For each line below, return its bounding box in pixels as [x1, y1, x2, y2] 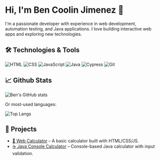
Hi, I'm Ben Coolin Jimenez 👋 [5, 4, 124, 16]
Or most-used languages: [5, 101, 57, 107]
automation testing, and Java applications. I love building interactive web [5, 26, 152, 31]
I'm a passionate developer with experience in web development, [5, 21, 137, 27]
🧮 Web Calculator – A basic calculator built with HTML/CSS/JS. [12, 138, 139, 144]
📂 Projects [5, 125, 37, 133]
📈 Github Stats [5, 76, 52, 85]
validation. [12, 151, 33, 157]
